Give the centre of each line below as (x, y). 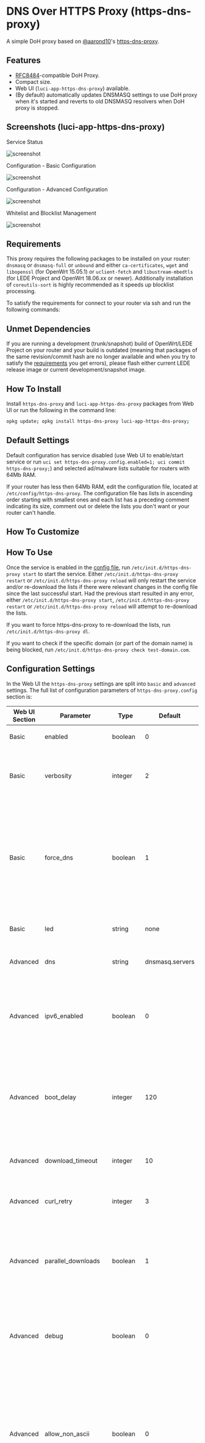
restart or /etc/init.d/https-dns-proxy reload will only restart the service (101, 580)
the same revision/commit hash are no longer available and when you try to (101, 357)
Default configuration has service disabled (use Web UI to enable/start (95, 455)
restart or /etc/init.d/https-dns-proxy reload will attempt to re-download (102, 606)
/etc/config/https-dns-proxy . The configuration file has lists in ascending (100, 493)
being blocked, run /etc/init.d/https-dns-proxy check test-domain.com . (98, 650)
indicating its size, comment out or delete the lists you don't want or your (98, 506)
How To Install (34, 389)
